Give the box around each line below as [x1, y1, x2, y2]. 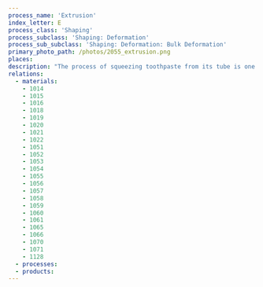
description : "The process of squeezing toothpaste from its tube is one [8, 63, 256, 71]
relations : [8, 70, 44, 78]
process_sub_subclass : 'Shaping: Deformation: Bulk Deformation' [8, 41, 227, 49]
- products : [15, 267, 55, 275]
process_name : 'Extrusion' [8, 11, 97, 20]
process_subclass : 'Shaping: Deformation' [8, 33, 150, 42]
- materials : [15, 77, 58, 85]
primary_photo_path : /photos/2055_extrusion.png [8, 48, 171, 56]
